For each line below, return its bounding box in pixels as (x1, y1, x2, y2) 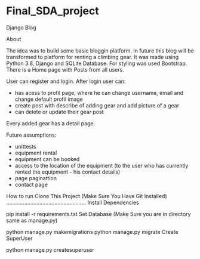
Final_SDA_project (6, 4, 100, 18)
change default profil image (14, 95, 84, 103)
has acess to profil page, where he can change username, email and (14, 89, 184, 96)
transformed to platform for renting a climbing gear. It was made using (6, 53, 179, 60)
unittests (14, 143, 37, 150)
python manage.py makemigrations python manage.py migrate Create (6, 228, 179, 235)
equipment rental (14, 149, 57, 156)
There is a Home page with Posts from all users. (6, 66, 124, 73)
